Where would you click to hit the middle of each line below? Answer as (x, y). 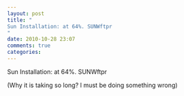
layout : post (26, 13)
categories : (24, 52)
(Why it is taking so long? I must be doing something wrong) (92, 85)
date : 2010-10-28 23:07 (41, 39)
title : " (20, 20)
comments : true (29, 46)
